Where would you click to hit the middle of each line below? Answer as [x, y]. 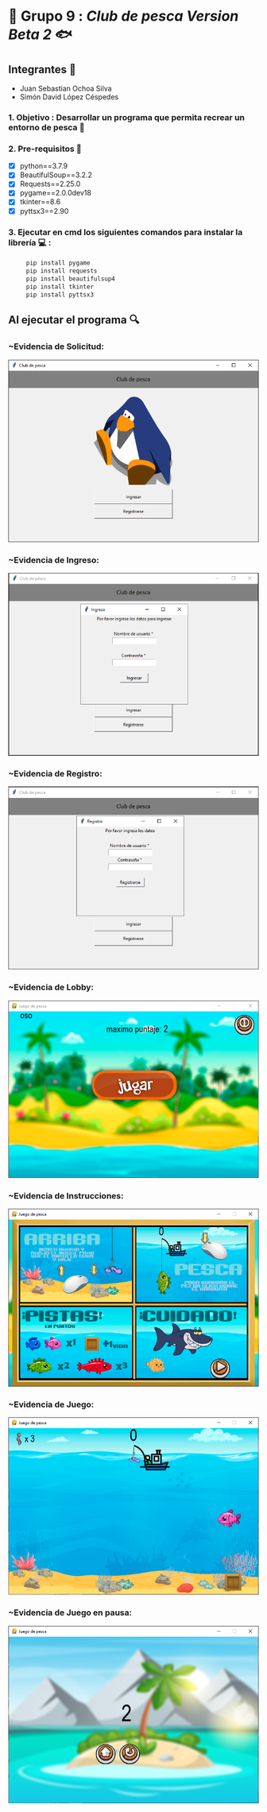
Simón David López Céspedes [69, 97]
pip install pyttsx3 [60, 294]
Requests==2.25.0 [50, 184]
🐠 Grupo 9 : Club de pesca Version [124, 16]
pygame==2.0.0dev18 [55, 193]
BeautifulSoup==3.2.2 [56, 175]
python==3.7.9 [44, 166]
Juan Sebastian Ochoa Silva [66, 88]
